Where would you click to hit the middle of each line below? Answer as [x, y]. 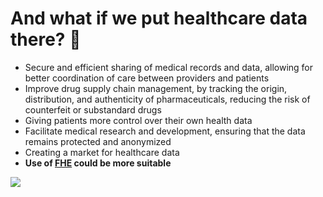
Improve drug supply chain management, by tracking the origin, [156, 88]
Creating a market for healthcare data [102, 152]
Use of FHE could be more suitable [98, 163]
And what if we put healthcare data [159, 18]
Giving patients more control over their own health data [138, 120]
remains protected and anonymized [98, 141]
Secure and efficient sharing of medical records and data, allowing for [169, 67]
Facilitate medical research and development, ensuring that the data [165, 131]
